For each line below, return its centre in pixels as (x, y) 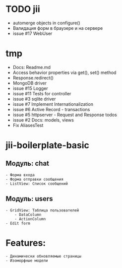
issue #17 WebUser (32, 33)
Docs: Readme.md (32, 67)
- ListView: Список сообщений (37, 184)
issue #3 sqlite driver (34, 99)
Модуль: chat (27, 164)
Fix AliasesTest (28, 125)
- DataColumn (28, 214)
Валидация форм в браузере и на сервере (58, 28)
